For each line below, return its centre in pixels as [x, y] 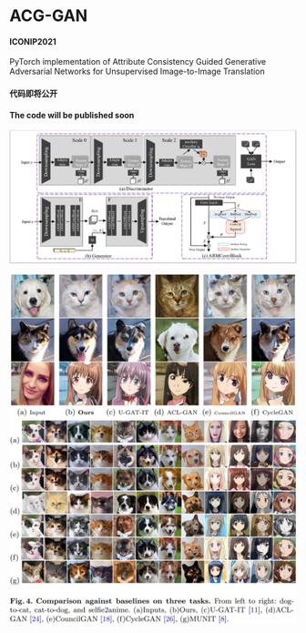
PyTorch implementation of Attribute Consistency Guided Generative [138, 62]
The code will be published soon [72, 115]
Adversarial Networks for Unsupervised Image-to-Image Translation [138, 71]
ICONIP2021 [33, 41]
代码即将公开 [33, 93]
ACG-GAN [49, 16]
